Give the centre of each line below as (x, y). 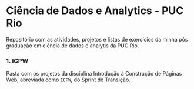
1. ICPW (17, 61)
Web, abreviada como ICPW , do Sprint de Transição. (68, 80)
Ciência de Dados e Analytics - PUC (95, 11)
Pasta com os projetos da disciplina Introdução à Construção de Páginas (94, 74)
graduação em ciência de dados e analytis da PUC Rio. (73, 46)
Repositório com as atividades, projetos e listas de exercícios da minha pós (97, 39)
